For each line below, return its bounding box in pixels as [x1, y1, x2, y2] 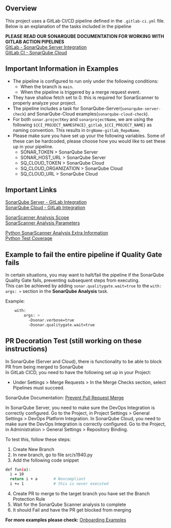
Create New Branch [12, 446, 55, 452]
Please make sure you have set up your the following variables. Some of [12, 132, 165, 139]
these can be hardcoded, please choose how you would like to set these [12, 138, 166, 144]
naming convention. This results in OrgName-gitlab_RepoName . [12, 127, 141, 133]
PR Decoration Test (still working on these [5, 337, 142, 345]
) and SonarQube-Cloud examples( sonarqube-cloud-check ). [24, 110, 149, 117]
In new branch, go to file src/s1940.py [12, 452, 93, 458]
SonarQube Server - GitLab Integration [5, 199, 87, 205]
